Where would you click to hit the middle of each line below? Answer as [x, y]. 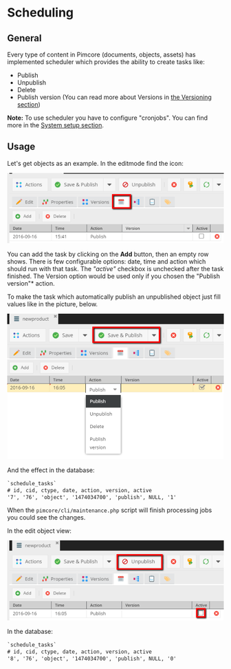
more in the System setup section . [56, 125]
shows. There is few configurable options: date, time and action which [107, 262]
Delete [26, 90]
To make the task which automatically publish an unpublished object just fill [114, 297]
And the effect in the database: [51, 470]
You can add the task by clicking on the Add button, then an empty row [108, 254]
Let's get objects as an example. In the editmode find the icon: [96, 163]
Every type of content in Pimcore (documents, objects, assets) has [101, 54]
